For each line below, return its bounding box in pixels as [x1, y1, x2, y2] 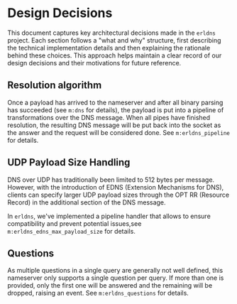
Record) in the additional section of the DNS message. [7, 197, 166, 207]
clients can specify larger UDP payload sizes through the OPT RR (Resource [7, 190, 229, 199]
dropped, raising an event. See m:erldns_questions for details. [7, 289, 189, 298]
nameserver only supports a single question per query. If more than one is [7, 273, 224, 282]
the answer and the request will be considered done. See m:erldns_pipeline [7, 128, 231, 136]
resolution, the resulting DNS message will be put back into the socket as [7, 121, 221, 129]
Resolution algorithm [7, 80, 102, 92]
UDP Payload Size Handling [7, 156, 131, 168]
